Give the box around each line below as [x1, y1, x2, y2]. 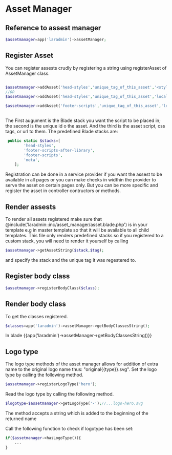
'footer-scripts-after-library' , [24, 148, 95, 153]
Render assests [5, 202, 56, 211]
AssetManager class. [5, 70, 50, 76]
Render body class [5, 300, 67, 308]
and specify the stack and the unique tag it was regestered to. [5, 257, 137, 263]
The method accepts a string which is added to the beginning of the [5, 410, 148, 416]
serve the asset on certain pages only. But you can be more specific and [5, 182, 158, 189]
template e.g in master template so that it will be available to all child [5, 227, 149, 233]
